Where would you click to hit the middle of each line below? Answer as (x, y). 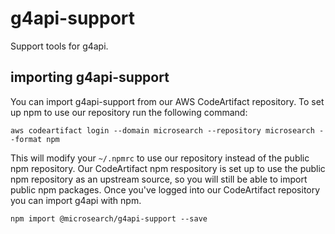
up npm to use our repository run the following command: (129, 112)
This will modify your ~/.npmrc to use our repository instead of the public (160, 158)
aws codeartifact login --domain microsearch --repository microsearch (162, 130)
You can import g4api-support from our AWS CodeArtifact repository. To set (167, 101)
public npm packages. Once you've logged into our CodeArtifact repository (165, 189)
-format (26, 139)
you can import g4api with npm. (76, 200)
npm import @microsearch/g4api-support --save (109, 218)
